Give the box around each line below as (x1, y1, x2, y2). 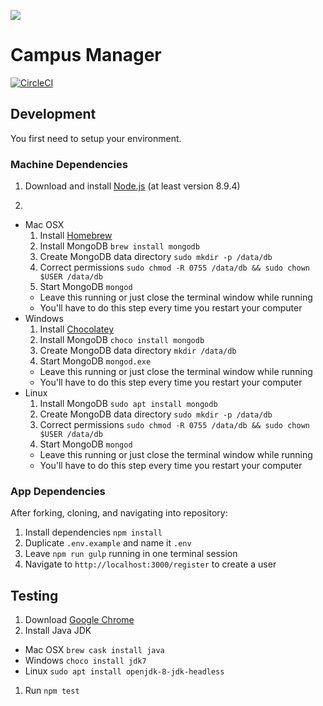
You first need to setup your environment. (10, 132, 182, 144)
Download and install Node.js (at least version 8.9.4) (24, 180, 241, 192)
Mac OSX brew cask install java (24, 644, 165, 656)
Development (10, 106, 97, 123)
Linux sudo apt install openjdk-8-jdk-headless (24, 665, 225, 677)
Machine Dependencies (10, 157, 128, 171)
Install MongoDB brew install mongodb (39, 240, 200, 252)
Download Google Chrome (24, 614, 135, 626)
